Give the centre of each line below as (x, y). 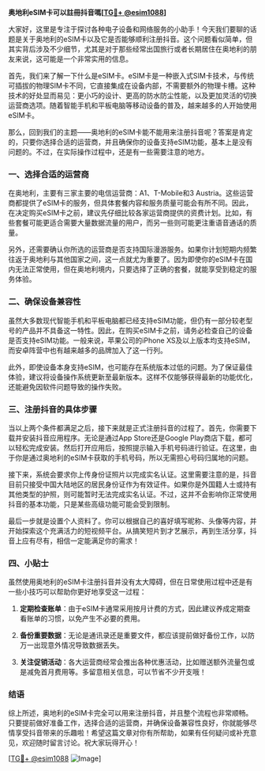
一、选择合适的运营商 (49, 174)
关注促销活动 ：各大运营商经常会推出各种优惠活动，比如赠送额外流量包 (134, 662)
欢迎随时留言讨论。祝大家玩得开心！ (80, 743)
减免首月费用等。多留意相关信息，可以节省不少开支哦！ (116, 672)
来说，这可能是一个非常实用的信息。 (73, 59)
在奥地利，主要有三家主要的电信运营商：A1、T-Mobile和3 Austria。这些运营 (131, 193)
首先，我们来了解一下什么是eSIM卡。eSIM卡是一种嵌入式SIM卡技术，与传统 (131, 76)
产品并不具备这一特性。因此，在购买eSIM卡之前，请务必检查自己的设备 (137, 330)
